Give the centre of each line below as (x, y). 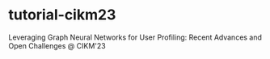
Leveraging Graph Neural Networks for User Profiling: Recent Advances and (135, 37)
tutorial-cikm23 (62, 15)
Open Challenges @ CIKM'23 (57, 45)
